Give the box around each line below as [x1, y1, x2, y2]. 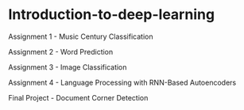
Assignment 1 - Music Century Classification [8, 32, 153, 41]
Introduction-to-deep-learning [8, 6, 215, 24]
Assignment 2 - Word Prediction [8, 47, 114, 56]
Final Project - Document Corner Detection [8, 93, 149, 102]
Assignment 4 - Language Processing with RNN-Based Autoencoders [8, 78, 237, 87]
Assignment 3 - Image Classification [8, 62, 127, 72]
